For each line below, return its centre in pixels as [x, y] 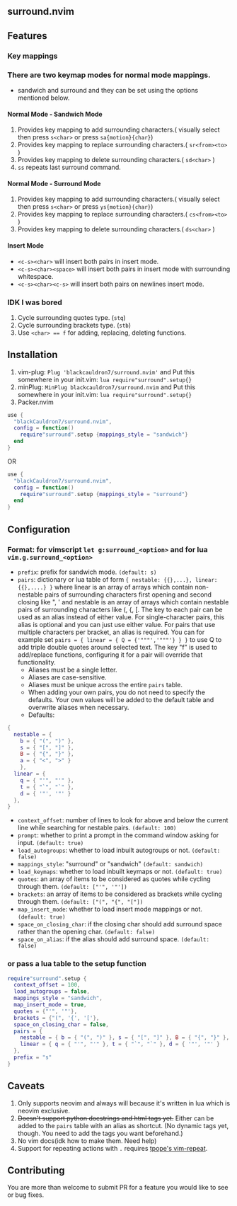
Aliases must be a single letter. [73, 670]
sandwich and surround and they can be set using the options [108, 90]
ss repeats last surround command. [69, 167]
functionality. [36, 662]
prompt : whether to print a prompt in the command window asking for [118, 835]
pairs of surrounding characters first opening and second [128, 595]
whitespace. [35, 276]
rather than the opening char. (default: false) [86, 932]
